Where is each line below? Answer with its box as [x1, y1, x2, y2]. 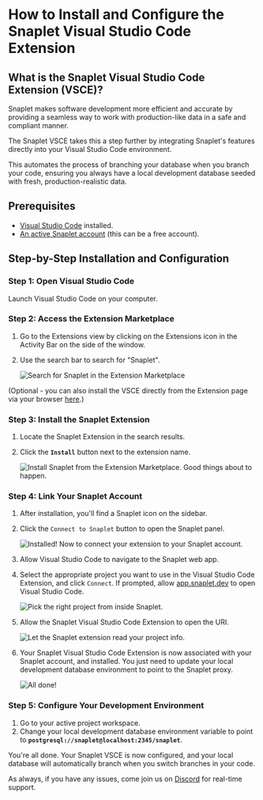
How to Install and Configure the [8, 6, 225, 24]
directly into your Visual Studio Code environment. [8, 145, 172, 154]
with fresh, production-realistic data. [8, 176, 127, 186]
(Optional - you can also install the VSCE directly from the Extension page [8, 385, 249, 395]
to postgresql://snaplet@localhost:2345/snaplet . [19, 734, 183, 745]
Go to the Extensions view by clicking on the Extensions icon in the [19, 331, 238, 341]
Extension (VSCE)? [8, 83, 103, 97]
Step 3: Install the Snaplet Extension [8, 414, 150, 425]
